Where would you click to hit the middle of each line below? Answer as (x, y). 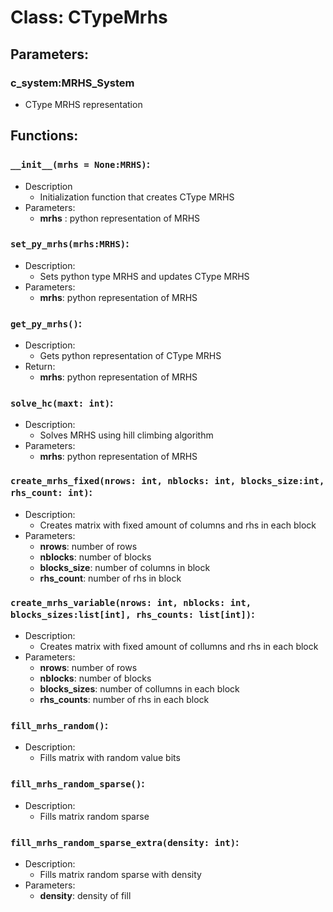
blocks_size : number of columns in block (125, 567)
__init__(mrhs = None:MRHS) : (80, 164)
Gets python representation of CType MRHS (130, 356)
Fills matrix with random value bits (110, 758)
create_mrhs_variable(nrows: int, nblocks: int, (131, 602)
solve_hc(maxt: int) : (62, 403)
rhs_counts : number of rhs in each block (124, 700)
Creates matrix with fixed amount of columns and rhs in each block (178, 525)
